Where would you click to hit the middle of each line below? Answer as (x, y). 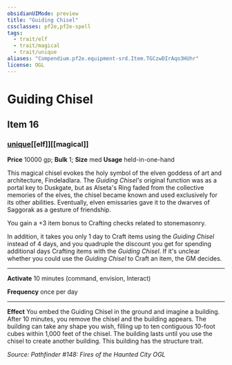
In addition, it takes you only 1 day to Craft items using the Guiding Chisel (111, 236)
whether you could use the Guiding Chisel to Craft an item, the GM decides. (115, 258)
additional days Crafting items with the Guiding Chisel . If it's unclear (104, 251)
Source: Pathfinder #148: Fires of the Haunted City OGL (86, 354)
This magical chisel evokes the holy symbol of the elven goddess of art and (115, 173)
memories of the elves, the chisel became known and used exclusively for (113, 195)
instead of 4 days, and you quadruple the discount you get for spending (109, 243)
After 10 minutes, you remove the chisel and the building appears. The (107, 319)
